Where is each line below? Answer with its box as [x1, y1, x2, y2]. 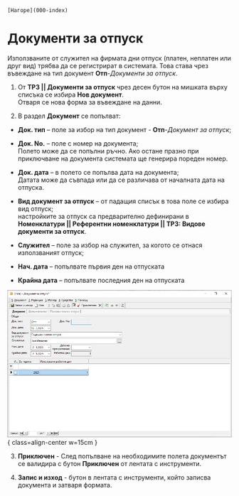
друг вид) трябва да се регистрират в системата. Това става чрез [7, 61, 208, 70]
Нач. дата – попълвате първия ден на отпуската [17, 262, 165, 271]
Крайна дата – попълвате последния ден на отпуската [17, 276, 185, 284]
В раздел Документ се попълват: [17, 112, 121, 120]
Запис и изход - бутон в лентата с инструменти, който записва [17, 473, 211, 482]
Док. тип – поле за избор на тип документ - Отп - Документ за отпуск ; [17, 125, 232, 134]
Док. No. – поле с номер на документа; [17, 139, 139, 148]
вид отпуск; [17, 204, 54, 212]
